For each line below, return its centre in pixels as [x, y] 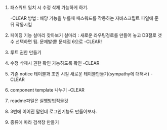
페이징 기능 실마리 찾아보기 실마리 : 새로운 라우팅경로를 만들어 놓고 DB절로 [83, 35]
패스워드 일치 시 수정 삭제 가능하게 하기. [49, 7]
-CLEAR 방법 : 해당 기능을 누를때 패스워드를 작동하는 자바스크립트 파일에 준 [84, 18]
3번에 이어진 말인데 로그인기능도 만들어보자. [53, 111]
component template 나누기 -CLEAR [47, 90]
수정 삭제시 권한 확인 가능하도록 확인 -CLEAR [55, 63]
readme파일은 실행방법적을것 [39, 101]
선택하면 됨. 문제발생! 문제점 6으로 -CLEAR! [59, 41]
